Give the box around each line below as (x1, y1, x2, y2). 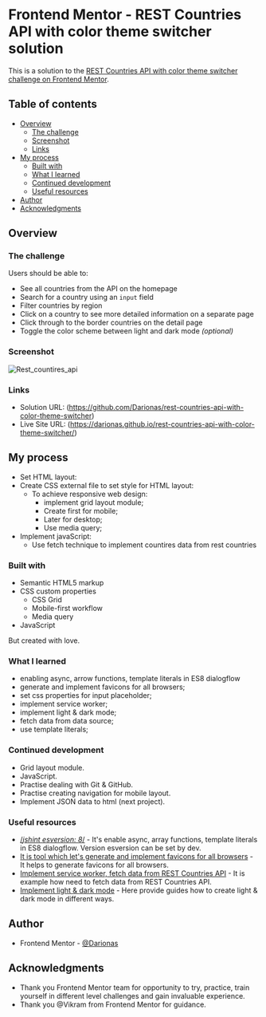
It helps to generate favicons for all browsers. (19, 860, 169, 870)
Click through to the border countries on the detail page (19, 317, 203, 328)
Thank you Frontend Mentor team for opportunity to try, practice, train (19, 983, 250, 992)
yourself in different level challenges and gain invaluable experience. (19, 991, 245, 1000)
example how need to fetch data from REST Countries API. (19, 877, 213, 887)
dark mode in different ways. (19, 894, 115, 904)
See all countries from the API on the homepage (19, 284, 178, 294)
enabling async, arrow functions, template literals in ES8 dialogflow (19, 674, 241, 684)
